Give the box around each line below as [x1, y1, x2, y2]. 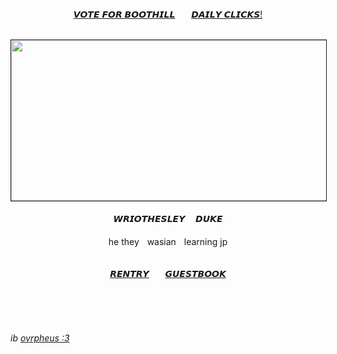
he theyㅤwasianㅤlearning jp [108, 236, 228, 247]
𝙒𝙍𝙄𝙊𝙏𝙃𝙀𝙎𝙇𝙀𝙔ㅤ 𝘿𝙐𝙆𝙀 [113, 213, 223, 224]
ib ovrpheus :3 [10, 332, 70, 344]
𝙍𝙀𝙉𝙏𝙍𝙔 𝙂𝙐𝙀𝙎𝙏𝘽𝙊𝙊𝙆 [109, 268, 227, 279]
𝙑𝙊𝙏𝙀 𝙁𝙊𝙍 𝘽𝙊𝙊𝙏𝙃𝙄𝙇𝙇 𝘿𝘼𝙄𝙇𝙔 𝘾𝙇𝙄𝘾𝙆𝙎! [73, 8, 263, 20]
